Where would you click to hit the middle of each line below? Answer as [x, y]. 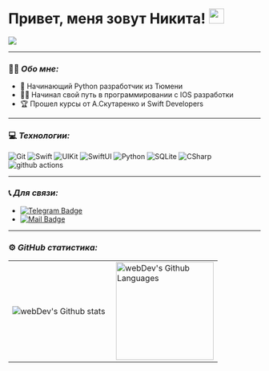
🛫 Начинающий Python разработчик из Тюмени [101, 86]
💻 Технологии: [39, 136]
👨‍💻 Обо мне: [34, 68]
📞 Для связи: [33, 193]
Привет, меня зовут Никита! [107, 19]
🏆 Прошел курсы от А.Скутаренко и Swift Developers [112, 104]
